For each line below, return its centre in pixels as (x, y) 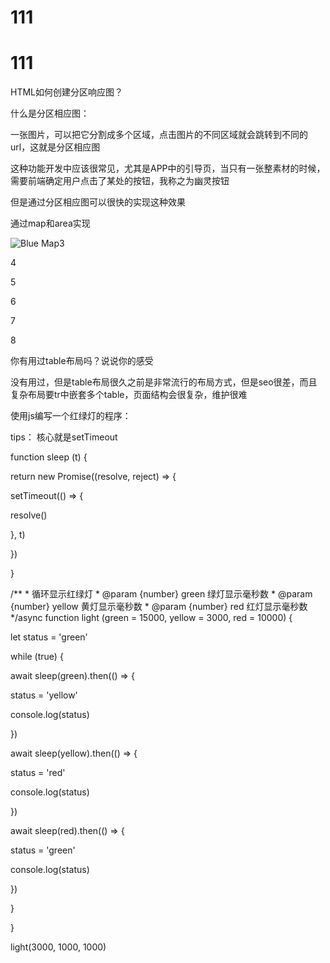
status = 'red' (38, 773)
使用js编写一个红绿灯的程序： (71, 416)
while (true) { (37, 657)
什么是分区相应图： (50, 113)
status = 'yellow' (44, 695)
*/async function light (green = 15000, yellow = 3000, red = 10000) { (151, 618)
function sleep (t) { (49, 457)
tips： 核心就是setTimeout (64, 437)
